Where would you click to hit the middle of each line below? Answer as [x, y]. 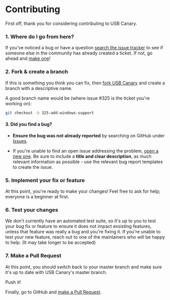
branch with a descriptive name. [39, 88]
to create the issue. [33, 167]
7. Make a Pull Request [33, 256]
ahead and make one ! [28, 58]
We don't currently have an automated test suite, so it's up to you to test [81, 221]
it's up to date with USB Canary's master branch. [56, 272]
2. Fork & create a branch [37, 72]
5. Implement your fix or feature [45, 180]
